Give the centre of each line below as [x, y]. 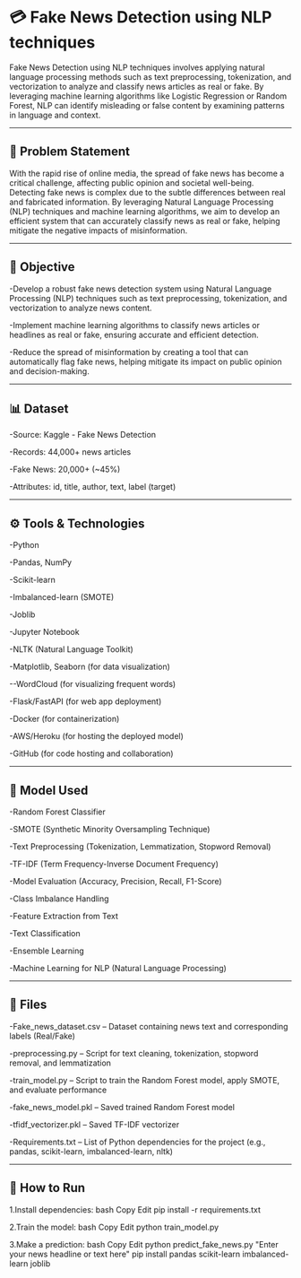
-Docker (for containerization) [64, 719]
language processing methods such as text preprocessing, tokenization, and [150, 76]
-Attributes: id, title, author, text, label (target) [93, 487]
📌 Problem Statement [70, 152]
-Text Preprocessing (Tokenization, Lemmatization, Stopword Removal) [140, 847]
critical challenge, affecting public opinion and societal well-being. [132, 183]
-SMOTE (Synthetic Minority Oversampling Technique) [110, 829]
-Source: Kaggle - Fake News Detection [83, 435]
